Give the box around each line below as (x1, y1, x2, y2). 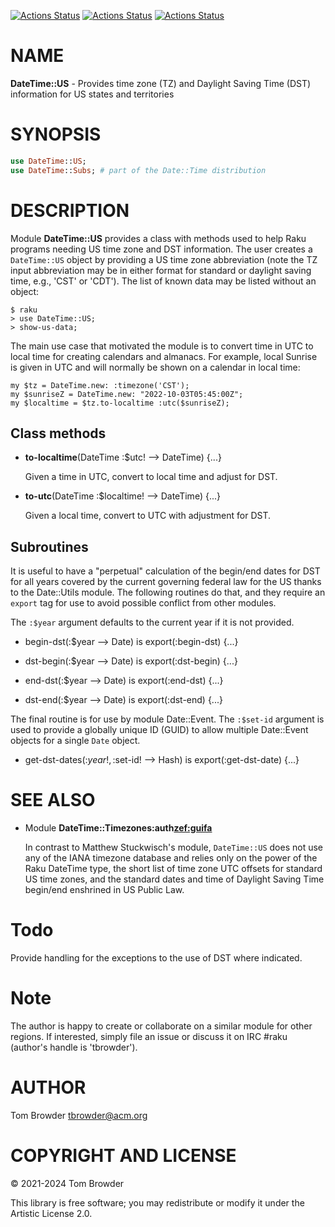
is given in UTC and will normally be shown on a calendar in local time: (10, 361, 301, 373)
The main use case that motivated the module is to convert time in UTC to (10, 340, 314, 352)
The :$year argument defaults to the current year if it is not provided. (10, 616, 295, 629)
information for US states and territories (10, 88, 175, 100)
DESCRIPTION (10, 199, 130, 222)
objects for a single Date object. (10, 735, 141, 747)
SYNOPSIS (10, 123, 102, 146)
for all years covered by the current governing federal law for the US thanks (10, 576, 322, 588)
